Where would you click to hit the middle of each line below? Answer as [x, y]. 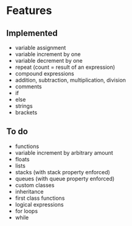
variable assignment [40, 48]
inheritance [29, 191]
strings [24, 106]
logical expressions [39, 204]
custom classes [35, 185]
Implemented [32, 33]
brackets [26, 112]
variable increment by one [48, 54]
